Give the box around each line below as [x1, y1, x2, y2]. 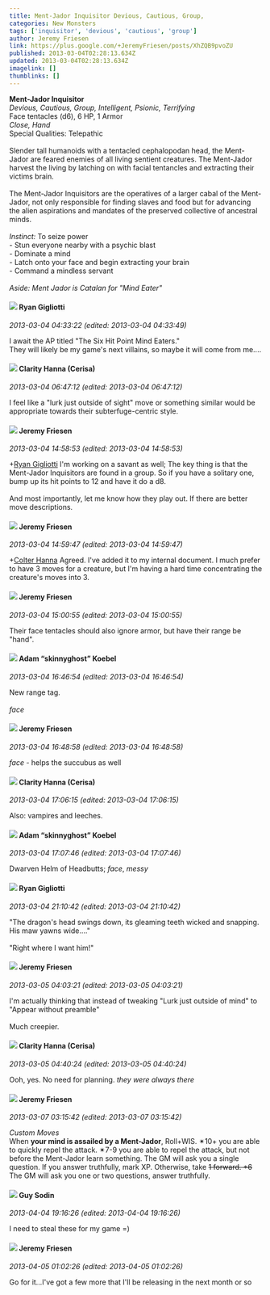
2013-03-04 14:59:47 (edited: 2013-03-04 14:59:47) [9, 540, 184, 549]
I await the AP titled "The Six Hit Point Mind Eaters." [9, 336, 181, 346]
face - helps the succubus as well [9, 758, 122, 767]
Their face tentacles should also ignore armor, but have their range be [9, 625, 242, 635]
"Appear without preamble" [9, 1004, 100, 1014]
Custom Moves [9, 1128, 60, 1137]
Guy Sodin [19, 1190, 55, 1200]
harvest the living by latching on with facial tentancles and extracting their [9, 162, 255, 172]
